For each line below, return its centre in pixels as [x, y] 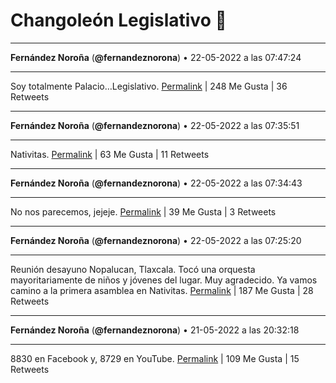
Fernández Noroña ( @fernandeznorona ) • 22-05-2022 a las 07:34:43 [156, 183]
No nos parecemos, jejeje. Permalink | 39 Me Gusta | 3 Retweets [143, 211]
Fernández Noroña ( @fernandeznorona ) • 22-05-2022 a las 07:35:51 [155, 125]
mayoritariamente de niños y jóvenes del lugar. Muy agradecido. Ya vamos [164, 280]
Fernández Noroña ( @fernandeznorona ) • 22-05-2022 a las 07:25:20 [156, 240]
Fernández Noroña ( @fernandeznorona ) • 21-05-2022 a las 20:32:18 [155, 330]
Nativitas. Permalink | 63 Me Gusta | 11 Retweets [110, 154]
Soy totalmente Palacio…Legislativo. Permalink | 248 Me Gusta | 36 [149, 86]
